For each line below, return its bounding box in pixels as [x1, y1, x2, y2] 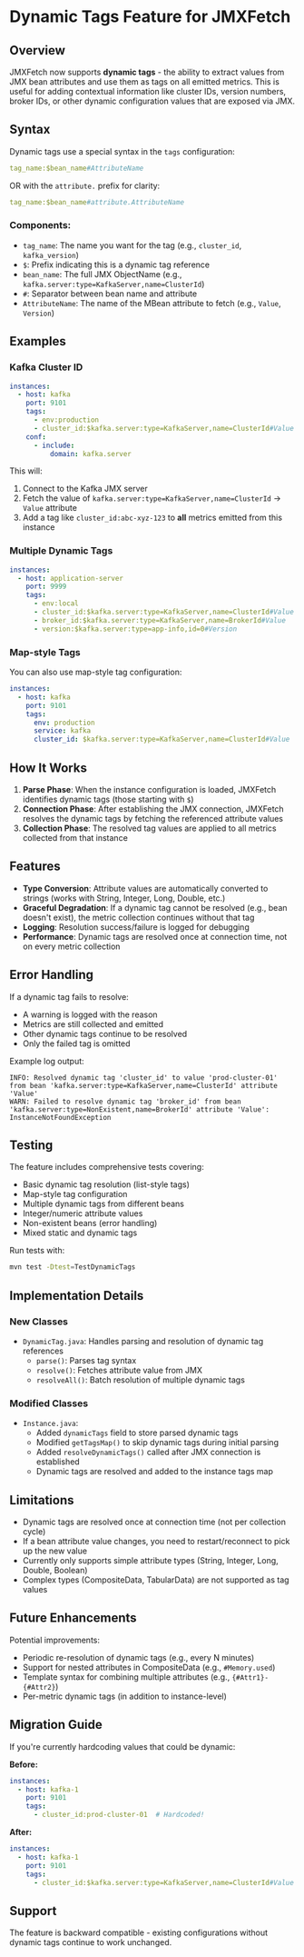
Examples [9, 334, 66, 349]
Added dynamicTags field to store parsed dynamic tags [35, 1427, 239, 1438]
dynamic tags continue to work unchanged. [9, 1937, 172, 1948]
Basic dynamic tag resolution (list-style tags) [22, 1179, 191, 1190]
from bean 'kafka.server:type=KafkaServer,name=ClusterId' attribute [9, 1081, 279, 1090]
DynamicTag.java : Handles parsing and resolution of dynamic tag [22, 1335, 264, 1346]
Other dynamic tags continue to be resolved [22, 1028, 188, 1039]
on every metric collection [22, 941, 121, 952]
